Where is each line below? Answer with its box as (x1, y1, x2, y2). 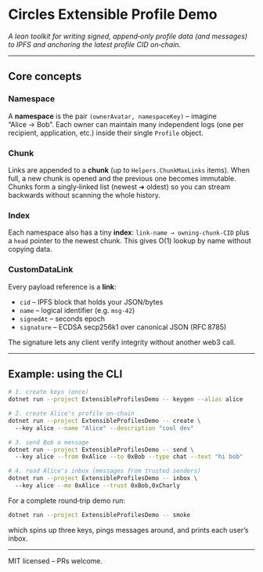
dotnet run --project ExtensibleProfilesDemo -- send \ (8, 446, 194, 454)
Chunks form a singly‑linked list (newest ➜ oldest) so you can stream (8, 182, 231, 191)
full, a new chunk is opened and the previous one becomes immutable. (8, 173, 236, 183)
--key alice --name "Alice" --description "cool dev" (15, 424, 194, 432)
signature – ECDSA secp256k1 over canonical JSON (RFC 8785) (19, 322, 227, 331)
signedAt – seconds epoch (19, 314, 106, 323)
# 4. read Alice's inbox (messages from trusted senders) (8, 467, 201, 475)
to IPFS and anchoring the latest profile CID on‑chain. (8, 39, 182, 49)
